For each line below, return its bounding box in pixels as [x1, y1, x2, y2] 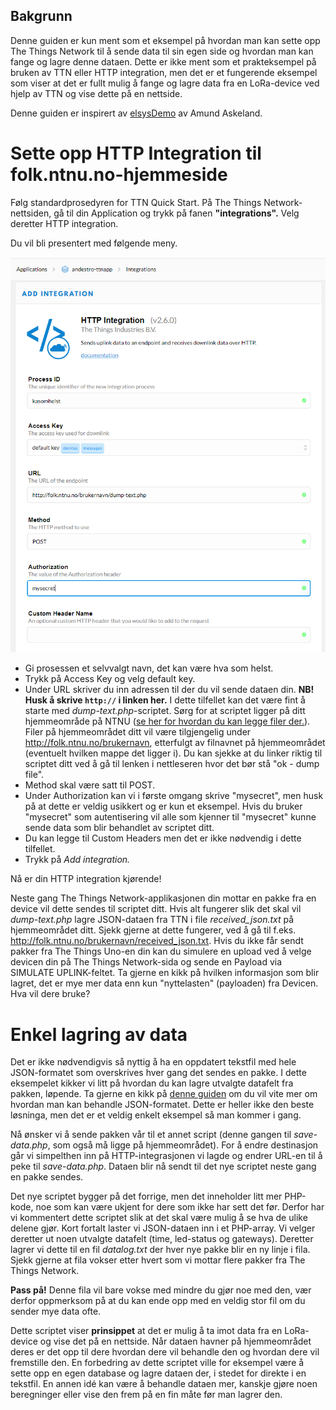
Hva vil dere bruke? [10, 988, 91, 1000]
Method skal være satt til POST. [24, 779, 156, 791]
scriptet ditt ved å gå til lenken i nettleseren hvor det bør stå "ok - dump [24, 758, 320, 770]
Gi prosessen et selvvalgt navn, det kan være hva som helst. [24, 662, 274, 674]
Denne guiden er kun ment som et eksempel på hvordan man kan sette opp [10, 34, 321, 46]
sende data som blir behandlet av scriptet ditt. [24, 822, 215, 834]
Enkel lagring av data [10, 1023, 188, 1046]
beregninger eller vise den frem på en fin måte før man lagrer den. [10, 1389, 283, 1401]
